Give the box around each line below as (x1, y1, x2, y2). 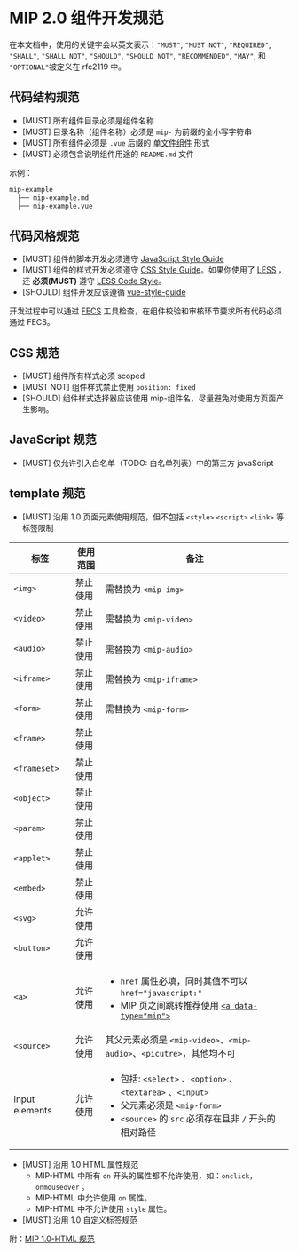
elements (13, 1104, 52, 1116)
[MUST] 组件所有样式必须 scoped (21, 370, 145, 381)
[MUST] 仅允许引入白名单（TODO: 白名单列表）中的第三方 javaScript (21, 457, 274, 468)
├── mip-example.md (17, 193, 90, 202)
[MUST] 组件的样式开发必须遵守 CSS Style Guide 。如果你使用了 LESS (21, 265, 277, 275)
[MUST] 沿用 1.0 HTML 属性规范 (21, 1159, 139, 1169)
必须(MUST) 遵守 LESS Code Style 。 (32, 276, 167, 287)
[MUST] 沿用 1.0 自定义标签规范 (21, 1214, 138, 1225)
